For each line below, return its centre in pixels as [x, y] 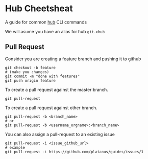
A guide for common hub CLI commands [46, 22]
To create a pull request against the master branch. [57, 90]
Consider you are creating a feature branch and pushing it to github [73, 59]
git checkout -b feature [30, 68]
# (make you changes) [27, 72]
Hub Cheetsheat [39, 9]
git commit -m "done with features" [42, 76]
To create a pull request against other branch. [51, 108]
